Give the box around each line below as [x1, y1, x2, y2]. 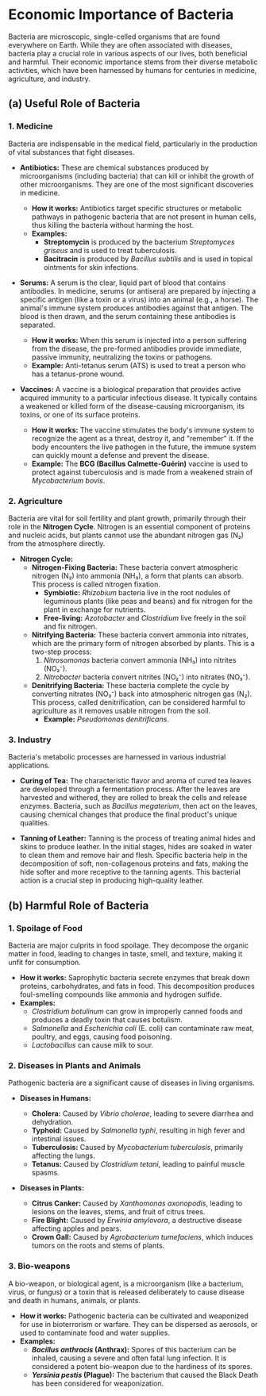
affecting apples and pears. [31, 1224, 121, 1233]
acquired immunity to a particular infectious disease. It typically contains [19, 393, 258, 402]
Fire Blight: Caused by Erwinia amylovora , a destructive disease [31, 1216, 242, 1225]
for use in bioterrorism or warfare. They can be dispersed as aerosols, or [19, 1319, 258, 1329]
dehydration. [31, 1117, 74, 1127]
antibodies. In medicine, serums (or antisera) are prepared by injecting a [19, 286, 256, 295]
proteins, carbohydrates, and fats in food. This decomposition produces [19, 981, 256, 990]
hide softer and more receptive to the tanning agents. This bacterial [19, 867, 241, 877]
